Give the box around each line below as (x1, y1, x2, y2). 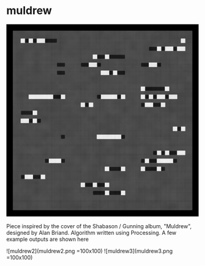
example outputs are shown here (6, 235, 89, 243)
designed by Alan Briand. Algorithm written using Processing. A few (6, 229, 177, 236)
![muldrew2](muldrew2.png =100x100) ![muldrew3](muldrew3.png (6, 247, 173, 254)
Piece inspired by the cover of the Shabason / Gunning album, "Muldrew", (6, 222, 192, 229)
